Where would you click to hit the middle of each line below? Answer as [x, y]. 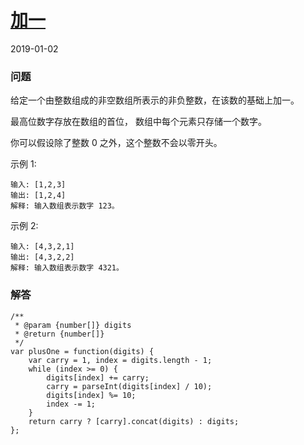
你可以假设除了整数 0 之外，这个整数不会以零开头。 [116, 143]
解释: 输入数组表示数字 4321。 [67, 268]
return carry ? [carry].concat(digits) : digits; [134, 421]
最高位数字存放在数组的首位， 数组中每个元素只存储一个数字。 [138, 122]
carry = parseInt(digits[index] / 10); [129, 386]
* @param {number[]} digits [73, 325]
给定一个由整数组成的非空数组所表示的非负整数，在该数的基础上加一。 [155, 100]
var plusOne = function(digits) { [82, 351]
